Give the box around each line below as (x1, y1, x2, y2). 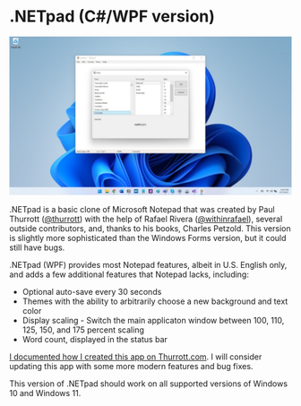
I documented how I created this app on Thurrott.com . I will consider (9, 351, 262, 362)
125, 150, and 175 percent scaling (21, 324, 145, 335)
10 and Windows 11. (9, 388, 82, 399)
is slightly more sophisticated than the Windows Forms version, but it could (9, 233, 287, 244)
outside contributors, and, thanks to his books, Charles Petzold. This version (9, 223, 291, 234)
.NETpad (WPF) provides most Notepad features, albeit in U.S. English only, (9, 260, 288, 271)
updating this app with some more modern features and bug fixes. (9, 361, 254, 372)
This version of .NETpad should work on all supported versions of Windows (9, 378, 288, 389)
